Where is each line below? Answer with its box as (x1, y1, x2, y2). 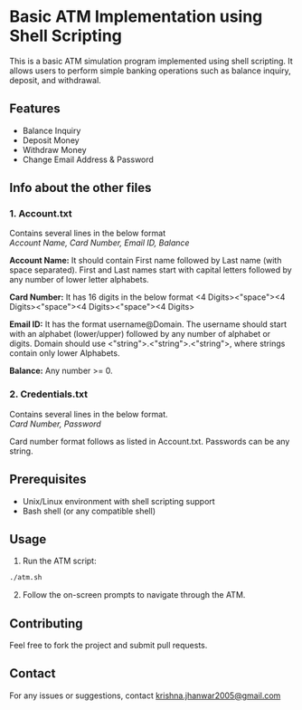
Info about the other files (9, 180, 152, 196)
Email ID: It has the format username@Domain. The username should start (9, 319, 288, 330)
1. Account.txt (9, 207, 72, 220)
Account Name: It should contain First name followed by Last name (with (9, 255, 282, 266)
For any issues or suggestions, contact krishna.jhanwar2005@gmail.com (9, 690, 281, 701)
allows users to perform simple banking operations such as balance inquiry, (9, 65, 291, 76)
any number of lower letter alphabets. (9, 274, 149, 285)
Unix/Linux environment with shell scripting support (22, 495, 215, 506)
